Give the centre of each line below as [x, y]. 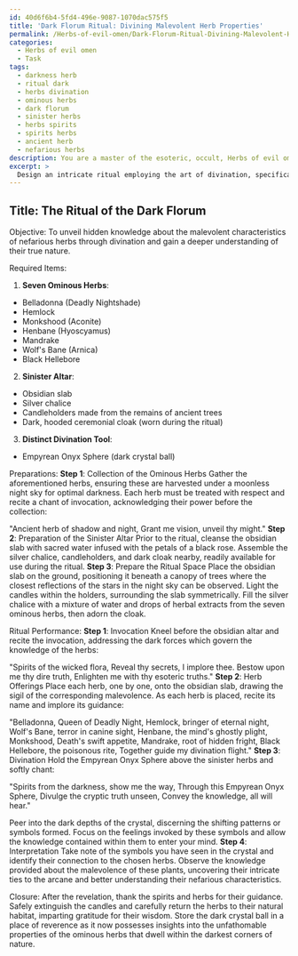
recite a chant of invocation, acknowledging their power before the [131, 502]
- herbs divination [53, 92]
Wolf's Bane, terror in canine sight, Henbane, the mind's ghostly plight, [138, 732]
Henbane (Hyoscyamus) [66, 331]
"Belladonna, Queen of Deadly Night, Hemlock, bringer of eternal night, [139, 722]
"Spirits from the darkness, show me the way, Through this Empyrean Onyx [147, 787]
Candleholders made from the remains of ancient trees [122, 413]
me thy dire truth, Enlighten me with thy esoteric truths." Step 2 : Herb [136, 677]
